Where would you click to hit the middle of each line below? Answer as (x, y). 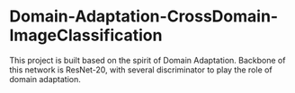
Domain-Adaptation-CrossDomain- (144, 17)
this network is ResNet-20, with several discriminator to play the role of (141, 70)
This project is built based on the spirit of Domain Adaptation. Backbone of (147, 60)
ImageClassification (86, 35)
